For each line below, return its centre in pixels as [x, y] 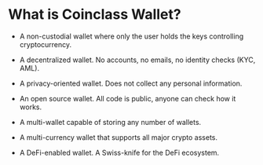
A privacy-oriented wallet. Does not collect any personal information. [131, 83]
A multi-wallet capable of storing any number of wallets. [110, 122]
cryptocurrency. [46, 44]
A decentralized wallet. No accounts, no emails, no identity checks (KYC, [137, 60]
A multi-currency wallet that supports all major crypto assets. [119, 137]
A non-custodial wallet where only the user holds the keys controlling [131, 36]
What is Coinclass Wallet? [95, 15]
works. [30, 107]
